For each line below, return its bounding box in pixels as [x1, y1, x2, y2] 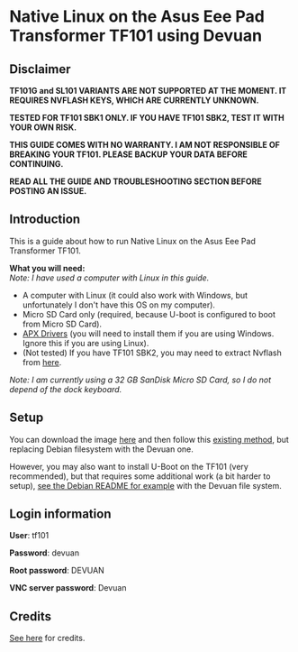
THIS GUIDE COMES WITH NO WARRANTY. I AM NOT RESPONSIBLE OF [9, 140, 281, 150]
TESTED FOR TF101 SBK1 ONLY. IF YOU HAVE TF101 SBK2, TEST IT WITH [9, 113, 285, 123]
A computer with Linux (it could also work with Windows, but [22, 289, 248, 300]
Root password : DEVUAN [9, 565, 105, 576]
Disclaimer [9, 61, 71, 77]
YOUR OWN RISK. [9, 122, 77, 133]
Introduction [9, 212, 81, 227]
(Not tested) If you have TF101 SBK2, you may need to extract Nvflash [22, 347, 282, 358]
